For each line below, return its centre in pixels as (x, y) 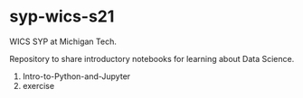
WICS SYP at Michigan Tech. (63, 41)
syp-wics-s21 (62, 17)
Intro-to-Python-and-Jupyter (76, 76)
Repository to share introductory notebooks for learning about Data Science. (152, 58)
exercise (38, 85)
